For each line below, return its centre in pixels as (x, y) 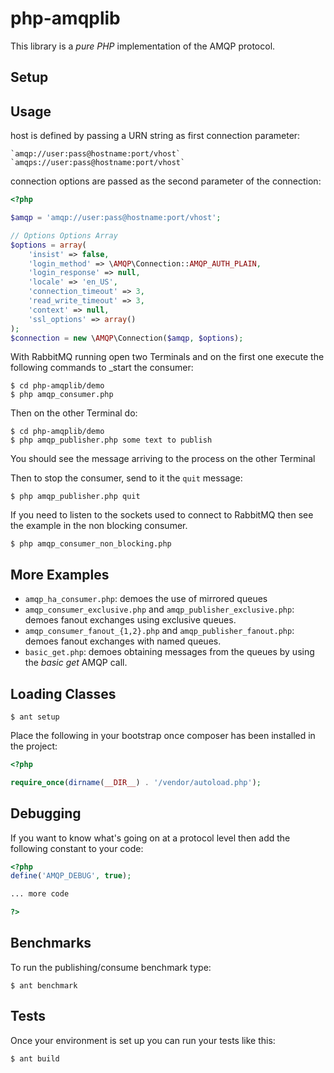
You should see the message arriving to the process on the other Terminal (163, 459)
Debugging (46, 813)
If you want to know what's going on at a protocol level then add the (150, 838)
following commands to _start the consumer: (102, 368)
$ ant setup (35, 717)
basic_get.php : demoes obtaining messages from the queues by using (169, 652)
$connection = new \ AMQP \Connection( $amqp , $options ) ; (127, 338)
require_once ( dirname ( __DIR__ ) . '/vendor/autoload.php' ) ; (136, 782)
